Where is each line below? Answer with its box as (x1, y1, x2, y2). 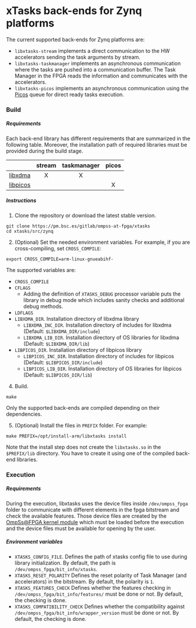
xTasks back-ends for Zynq (6, 4, 142, 18)
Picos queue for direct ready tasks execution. (14, 91, 125, 98)
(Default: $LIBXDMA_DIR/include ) (23, 327, 101, 335)
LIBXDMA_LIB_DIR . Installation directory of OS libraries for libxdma (23, 334, 180, 341)
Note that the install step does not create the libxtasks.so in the (6, 443, 161, 450)
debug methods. (23, 303, 63, 310)
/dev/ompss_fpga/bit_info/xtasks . (14, 565, 98, 572)
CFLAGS (14, 285, 31, 291)
